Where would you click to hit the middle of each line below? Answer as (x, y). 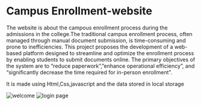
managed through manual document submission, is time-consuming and (96, 40)
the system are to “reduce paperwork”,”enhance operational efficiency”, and (100, 66)
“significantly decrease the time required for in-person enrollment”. (89, 72)
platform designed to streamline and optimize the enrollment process (109, 53)
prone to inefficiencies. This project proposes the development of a (90, 47)
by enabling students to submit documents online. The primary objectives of (101, 59)
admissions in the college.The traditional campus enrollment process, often (99, 34)
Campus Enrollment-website (79, 11)
